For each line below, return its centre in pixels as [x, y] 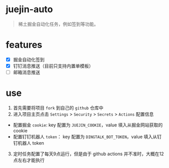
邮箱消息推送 [26, 72]
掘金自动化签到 [29, 59]
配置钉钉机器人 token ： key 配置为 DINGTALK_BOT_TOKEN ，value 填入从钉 [87, 137]
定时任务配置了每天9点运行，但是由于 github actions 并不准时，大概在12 [89, 154]
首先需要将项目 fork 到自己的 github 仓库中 [58, 108]
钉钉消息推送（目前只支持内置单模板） [53, 66]
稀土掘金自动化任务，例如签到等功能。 [58, 24]
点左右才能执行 [29, 160]
